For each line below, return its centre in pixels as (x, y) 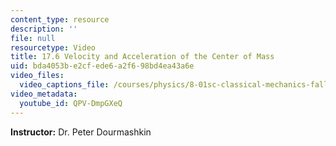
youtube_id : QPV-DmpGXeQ (71, 103)
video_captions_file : (64, 85)
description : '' (44, 29)
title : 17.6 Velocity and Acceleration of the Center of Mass (142, 57)
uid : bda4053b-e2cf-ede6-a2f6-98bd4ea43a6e (102, 66)
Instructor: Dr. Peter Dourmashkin (81, 132)
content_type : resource (60, 19)
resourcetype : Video (53, 47)
